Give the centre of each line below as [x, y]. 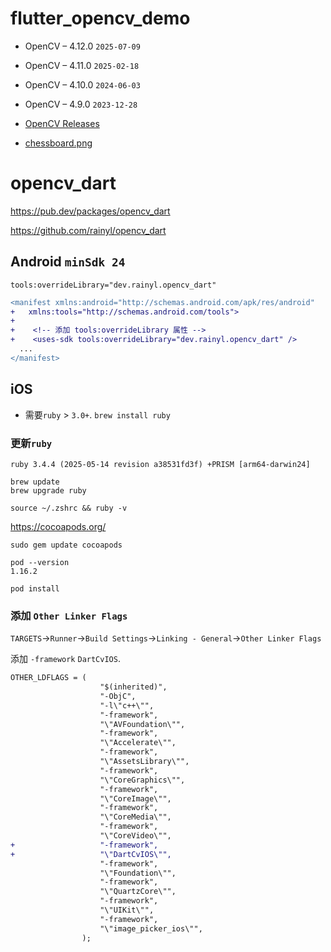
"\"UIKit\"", [127, 910]
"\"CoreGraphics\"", [142, 780]
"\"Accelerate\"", [138, 743]
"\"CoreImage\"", [135, 798]
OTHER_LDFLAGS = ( [48, 678]
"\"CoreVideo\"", [135, 836]
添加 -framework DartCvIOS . [65, 659]
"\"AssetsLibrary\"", [144, 762]
